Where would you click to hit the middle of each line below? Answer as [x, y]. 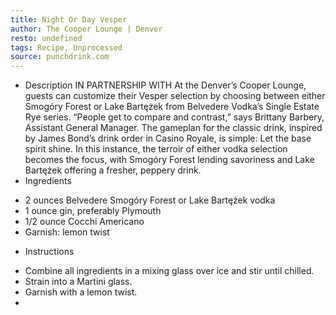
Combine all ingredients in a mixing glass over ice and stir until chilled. [169, 271]
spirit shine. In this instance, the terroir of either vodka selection [156, 149]
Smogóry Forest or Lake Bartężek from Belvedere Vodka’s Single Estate [172, 107]
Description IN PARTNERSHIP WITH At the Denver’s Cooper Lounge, [165, 85]
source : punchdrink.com [60, 57]
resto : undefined [46, 38]
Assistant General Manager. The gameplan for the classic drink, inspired [173, 128]
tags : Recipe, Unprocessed [66, 47]
